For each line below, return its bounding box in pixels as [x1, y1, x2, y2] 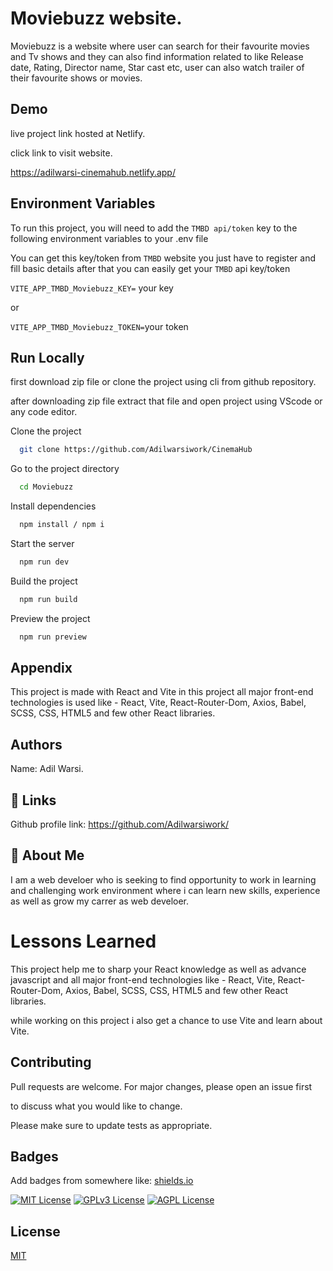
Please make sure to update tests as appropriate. [10, 1119, 213, 1131]
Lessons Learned [10, 930, 157, 953]
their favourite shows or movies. [10, 72, 143, 84]
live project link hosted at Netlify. [10, 127, 146, 139]
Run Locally [10, 349, 85, 366]
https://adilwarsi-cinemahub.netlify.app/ [10, 166, 176, 178]
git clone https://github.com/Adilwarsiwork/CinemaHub [19, 445, 253, 455]
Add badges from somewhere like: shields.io [10, 1175, 194, 1187]
